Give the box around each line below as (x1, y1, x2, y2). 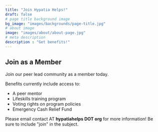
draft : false (5, 12, 32, 17)
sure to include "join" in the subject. (5, 121, 79, 127)
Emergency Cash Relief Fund (12, 106, 72, 112)
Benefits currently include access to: (5, 80, 81, 87)
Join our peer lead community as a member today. (5, 71, 109, 77)
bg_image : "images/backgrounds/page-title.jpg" (5, 21, 106, 26)
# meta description (5, 35, 46, 40)
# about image (5, 26, 35, 31)
